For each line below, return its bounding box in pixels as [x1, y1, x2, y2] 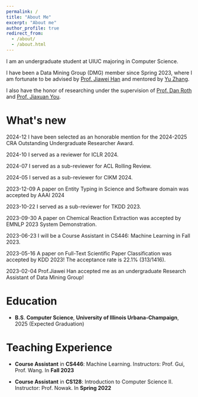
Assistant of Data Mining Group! [6, 274, 84, 281]
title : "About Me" [6, 14, 51, 20]
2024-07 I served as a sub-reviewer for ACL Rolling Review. [6, 162, 152, 169]
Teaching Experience [6, 340, 112, 354]
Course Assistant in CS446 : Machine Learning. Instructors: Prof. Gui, [14, 360, 185, 368]
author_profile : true [6, 25, 60, 31]
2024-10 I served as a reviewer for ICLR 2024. [6, 151, 119, 158]
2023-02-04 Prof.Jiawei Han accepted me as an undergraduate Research [6, 267, 186, 274]
